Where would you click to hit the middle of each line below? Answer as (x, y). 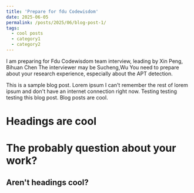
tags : (13, 28)
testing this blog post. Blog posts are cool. (57, 97)
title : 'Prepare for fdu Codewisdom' (52, 11)
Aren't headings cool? (48, 182)
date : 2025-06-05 (27, 17)
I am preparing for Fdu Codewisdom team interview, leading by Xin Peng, (95, 61)
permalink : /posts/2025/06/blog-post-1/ (56, 22)
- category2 (26, 45)
